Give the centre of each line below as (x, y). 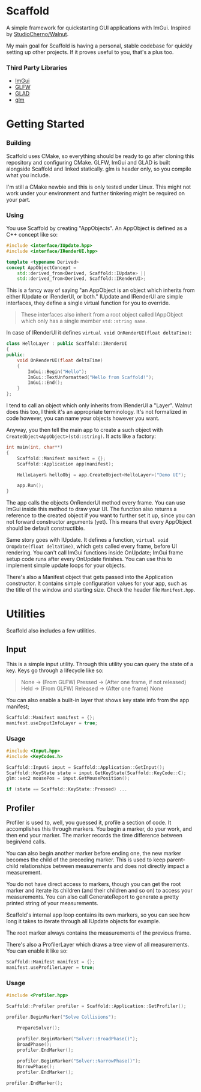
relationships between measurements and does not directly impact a (104, 866)
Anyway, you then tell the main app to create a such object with (85, 430)
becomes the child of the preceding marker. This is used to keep (86, 860)
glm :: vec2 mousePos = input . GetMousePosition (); (68, 778)
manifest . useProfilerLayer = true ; (51, 967)
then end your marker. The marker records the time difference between (94, 835)
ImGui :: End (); (45, 383)
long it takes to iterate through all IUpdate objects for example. (83, 921)
